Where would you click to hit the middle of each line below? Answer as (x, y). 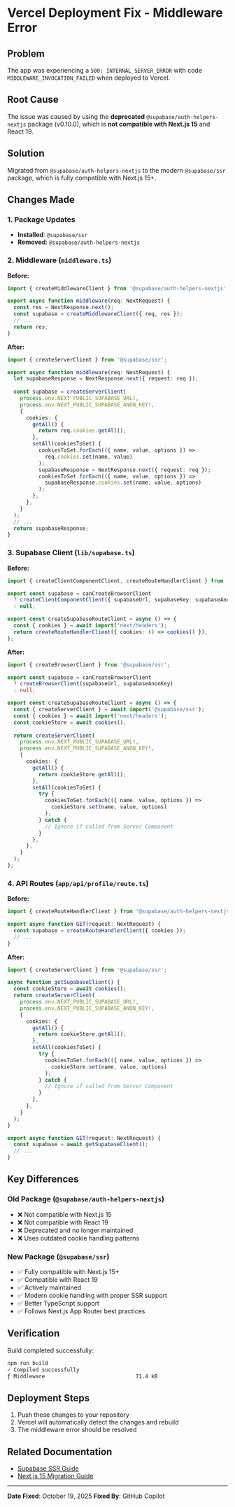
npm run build (28, 1363)
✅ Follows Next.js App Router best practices (81, 1311)
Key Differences (43, 1179)
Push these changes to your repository (73, 1415)
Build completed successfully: (51, 1350)
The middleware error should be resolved (77, 1430)
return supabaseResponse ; (51, 528)
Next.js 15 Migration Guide (55, 1476)
